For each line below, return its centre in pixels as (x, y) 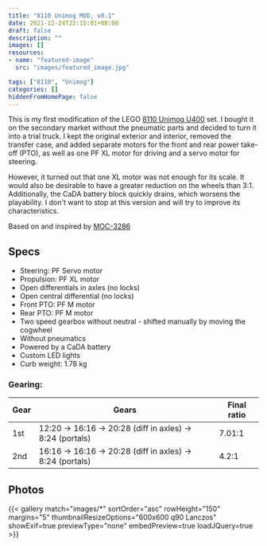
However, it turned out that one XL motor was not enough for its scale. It (126, 177)
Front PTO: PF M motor (57, 304)
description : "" (35, 38)
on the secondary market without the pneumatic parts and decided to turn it (132, 128)
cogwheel (36, 330)
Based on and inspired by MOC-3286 (70, 226)
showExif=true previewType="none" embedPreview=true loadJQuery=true (131, 526)
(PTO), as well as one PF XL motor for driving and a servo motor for (130, 153)
